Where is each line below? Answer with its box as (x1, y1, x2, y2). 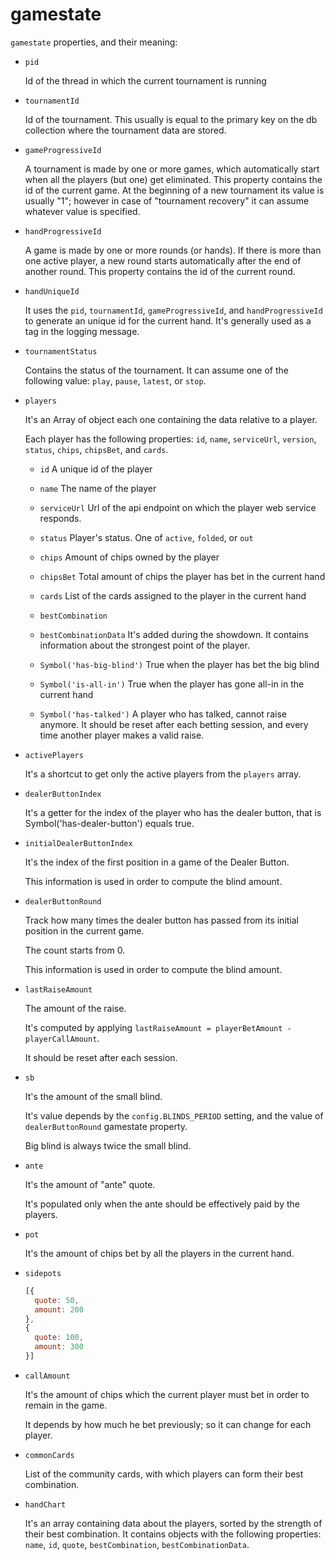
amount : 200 (34, 1304, 84, 1315)
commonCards (24, 1450, 75, 1460)
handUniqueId (24, 286, 80, 297)
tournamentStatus (24, 346, 98, 357)
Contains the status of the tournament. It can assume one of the (24, 364, 289, 376)
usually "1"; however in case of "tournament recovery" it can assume (24, 194, 310, 207)
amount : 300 (34, 1342, 84, 1352)
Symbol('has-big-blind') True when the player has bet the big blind (39, 658, 320, 670)
